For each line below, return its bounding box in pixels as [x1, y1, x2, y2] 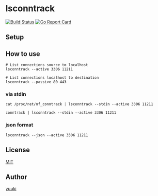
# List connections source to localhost [5, 63, 89, 68]
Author [5, 173, 27, 181]
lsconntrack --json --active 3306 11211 [5, 132, 89, 138]
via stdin [5, 91, 26, 98]
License [5, 146, 30, 154]
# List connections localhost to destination [5, 75, 99, 80]
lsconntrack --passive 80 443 [5, 80, 67, 85]
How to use [5, 50, 40, 58]
